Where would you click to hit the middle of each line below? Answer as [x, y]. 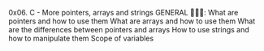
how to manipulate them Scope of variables [81, 38]
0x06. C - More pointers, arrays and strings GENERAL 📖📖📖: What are [123, 13]
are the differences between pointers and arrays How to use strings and [129, 30]
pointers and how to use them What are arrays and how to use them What [132, 21]
